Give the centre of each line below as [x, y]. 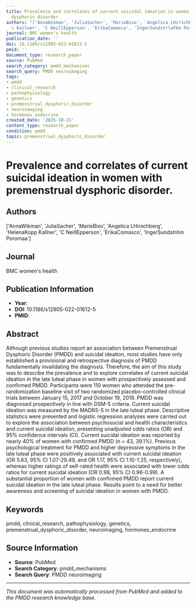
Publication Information [50, 289]
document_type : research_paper [44, 55]
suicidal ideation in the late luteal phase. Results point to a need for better [94, 485]
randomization [23, 392]
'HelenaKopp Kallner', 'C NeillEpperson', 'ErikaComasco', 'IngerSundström [95, 232]
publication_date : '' [32, 39]
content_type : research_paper [43, 126]
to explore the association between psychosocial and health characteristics [97, 423]
